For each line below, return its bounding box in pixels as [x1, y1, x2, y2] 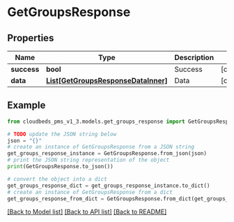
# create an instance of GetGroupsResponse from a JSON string [7, 144, 195, 151]
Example [7, 99, 46, 112]
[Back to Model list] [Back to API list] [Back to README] [7, 207, 167, 216]
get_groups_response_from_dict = [7, 195, 104, 202]
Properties [7, 32, 54, 44]
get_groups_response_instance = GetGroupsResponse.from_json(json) [7, 150, 208, 157]
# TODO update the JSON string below [7, 131, 117, 138]
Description [173, 53, 214, 62]
